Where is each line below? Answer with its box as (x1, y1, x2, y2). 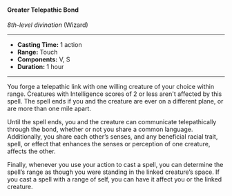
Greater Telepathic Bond (7, 6, 79, 14)
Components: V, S (17, 55, 70, 63)
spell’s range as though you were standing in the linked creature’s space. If (7, 168, 220, 176)
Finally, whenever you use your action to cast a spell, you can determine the (7, 161, 224, 169)
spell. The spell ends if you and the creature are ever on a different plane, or (7, 97, 224, 106)
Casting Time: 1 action (17, 41, 82, 49)
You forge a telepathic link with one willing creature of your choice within (7, 83, 215, 91)
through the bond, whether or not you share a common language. (7, 125, 193, 134)
